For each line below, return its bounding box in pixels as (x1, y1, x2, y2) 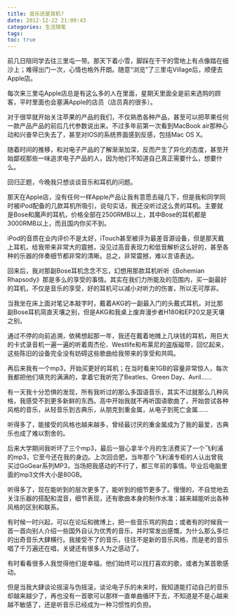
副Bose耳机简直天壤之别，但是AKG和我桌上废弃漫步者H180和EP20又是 (7, 308, 213, 316)
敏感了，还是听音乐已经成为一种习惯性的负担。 (19, 600, 155, 609)
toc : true (7, 37, 37, 44)
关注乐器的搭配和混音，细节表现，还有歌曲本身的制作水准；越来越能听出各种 (7, 494, 229, 503)
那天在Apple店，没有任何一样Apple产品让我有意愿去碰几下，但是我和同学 (7, 193, 220, 201)
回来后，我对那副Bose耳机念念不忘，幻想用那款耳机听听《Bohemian (7, 266, 205, 275)
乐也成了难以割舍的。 (7, 429, 69, 438)
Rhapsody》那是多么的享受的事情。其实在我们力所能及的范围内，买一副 (7, 276, 216, 284)
